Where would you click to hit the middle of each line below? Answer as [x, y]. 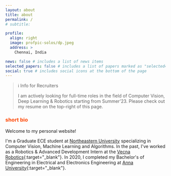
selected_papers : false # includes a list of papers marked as [74, 66]
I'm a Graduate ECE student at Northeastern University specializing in [78, 141]
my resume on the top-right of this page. [60, 107]
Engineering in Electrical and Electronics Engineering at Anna [69, 162]
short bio [17, 120]
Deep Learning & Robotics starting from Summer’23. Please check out [91, 101]
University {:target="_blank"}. [36, 168]
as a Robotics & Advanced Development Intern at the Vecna [68, 152]
